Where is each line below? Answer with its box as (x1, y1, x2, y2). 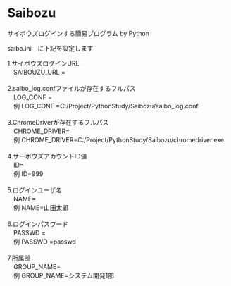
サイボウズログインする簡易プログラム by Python (7, 29, 150, 37)
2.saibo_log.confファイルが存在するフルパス (7, 84, 136, 92)
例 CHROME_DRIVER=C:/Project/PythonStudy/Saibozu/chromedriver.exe (13, 135, 225, 144)
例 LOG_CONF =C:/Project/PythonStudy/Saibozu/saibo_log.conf (13, 101, 199, 110)
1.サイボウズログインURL (7, 58, 80, 68)
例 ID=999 (13, 169, 44, 178)
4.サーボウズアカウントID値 (7, 151, 87, 160)
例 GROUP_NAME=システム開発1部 (13, 271, 115, 280)
